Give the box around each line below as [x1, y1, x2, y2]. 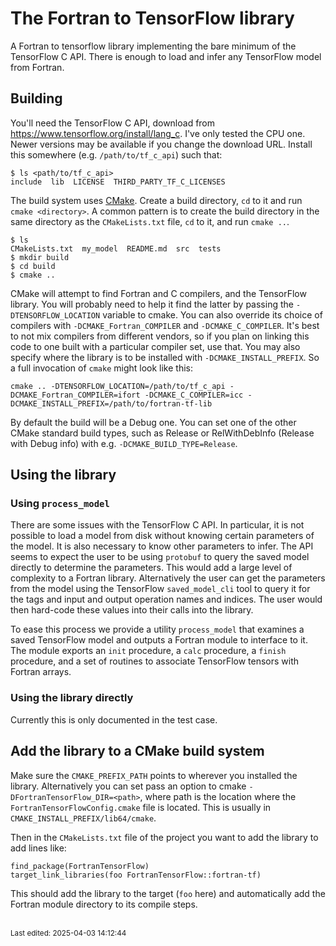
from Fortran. [10, 61, 65, 73]
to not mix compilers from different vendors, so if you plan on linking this [10, 330, 310, 342]
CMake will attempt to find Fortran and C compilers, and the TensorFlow [10, 287, 307, 299]
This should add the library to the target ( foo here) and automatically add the [10, 887, 326, 899]
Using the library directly [10, 691, 134, 705]
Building [10, 90, 63, 107]
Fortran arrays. [10, 666, 72, 678]
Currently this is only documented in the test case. [10, 713, 218, 726]
